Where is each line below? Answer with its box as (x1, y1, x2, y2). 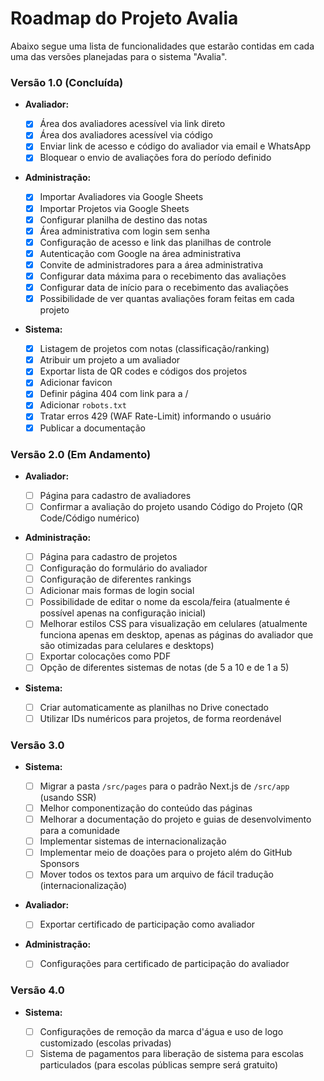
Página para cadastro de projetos (39, 551, 178, 563)
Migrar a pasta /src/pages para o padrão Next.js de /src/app (39, 780, 290, 792)
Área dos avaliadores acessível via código (39, 129, 213, 141)
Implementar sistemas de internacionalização (39, 835, 227, 847)
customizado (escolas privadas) (39, 1037, 172, 1049)
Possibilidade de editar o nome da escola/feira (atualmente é (39, 596, 291, 608)
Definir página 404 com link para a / (39, 388, 189, 400)
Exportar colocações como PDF (39, 650, 172, 662)
